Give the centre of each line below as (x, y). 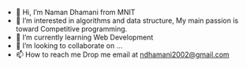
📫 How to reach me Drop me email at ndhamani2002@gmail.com (123, 54)
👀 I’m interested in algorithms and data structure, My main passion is (127, 20)
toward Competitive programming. (71, 29)
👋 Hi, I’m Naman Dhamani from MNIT (75, 12)
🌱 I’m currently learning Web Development (84, 37)
